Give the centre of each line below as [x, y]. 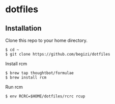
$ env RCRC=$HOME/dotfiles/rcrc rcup [45, 96]
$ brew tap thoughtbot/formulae [39, 73]
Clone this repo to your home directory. [47, 40]
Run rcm [14, 87]
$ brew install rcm [26, 77]
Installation [23, 28]
